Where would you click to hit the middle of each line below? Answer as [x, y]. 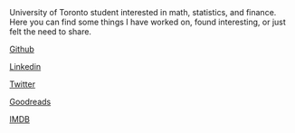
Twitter [23, 84]
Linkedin [25, 66]
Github [22, 49]
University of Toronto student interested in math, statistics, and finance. [143, 12]
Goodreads [30, 102]
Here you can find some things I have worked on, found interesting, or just [148, 22]
